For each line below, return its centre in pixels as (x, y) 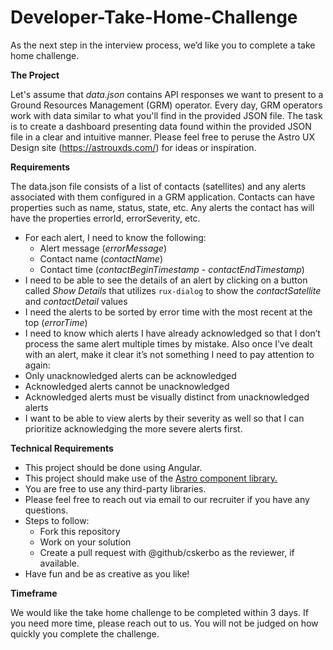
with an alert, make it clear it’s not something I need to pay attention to (169, 354)
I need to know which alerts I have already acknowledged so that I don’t (172, 333)
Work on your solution (85, 542)
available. (59, 563)
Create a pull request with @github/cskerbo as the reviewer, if (167, 552)
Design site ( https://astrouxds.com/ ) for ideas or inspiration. (133, 147)
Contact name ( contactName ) (101, 258)
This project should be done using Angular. (113, 467)
